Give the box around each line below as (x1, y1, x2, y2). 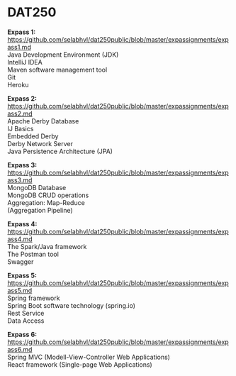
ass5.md (7, 286, 33, 294)
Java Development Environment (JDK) (7, 50, 119, 59)
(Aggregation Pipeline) (7, 206, 73, 214)
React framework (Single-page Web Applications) (7, 360, 152, 369)
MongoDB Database (7, 183, 67, 192)
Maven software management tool (7, 65, 108, 74)
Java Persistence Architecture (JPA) (7, 147, 113, 155)
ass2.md (7, 109, 33, 118)
